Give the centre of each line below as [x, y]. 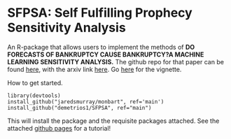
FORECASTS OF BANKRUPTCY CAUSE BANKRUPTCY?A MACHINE [106, 54]
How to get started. [35, 82]
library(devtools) [34, 96]
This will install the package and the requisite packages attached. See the [113, 121]
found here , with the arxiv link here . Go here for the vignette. [94, 69]
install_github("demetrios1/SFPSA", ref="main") [79, 108]
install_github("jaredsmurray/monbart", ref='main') [86, 102]
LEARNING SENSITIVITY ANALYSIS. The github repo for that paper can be [115, 61]
